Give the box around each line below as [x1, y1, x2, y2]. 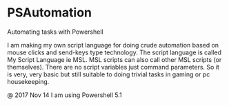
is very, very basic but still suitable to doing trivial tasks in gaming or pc [7, 70, 210, 78]
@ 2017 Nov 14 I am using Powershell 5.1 [7, 91, 122, 99]
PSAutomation [7, 5, 92, 21]
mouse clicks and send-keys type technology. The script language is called [7, 48, 222, 56]
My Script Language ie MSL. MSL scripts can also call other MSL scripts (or [7, 55, 222, 63]
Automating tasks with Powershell [7, 28, 103, 36]
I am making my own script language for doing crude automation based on [7, 41, 219, 49]
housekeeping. [7, 77, 50, 85]
